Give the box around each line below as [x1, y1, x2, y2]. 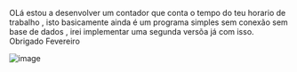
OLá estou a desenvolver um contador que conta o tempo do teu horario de [9, 8, 286, 18]
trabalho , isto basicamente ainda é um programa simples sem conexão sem [9, 17, 289, 28]
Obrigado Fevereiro [9, 36, 80, 46]
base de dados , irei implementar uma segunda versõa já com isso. [9, 27, 255, 36]
